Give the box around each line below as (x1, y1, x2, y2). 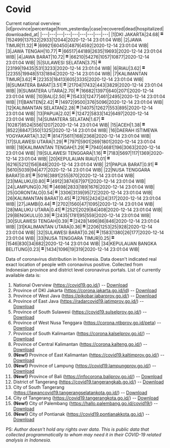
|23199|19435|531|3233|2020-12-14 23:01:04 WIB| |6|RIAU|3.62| (6, 65, 141, 71)
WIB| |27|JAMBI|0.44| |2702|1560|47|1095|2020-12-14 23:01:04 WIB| (6, 201, 155, 207)
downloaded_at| (6, 31, 39, 37)
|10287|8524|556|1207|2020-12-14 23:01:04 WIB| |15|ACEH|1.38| (6, 121, 142, 128)
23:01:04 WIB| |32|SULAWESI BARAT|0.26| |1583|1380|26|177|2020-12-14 (6, 229, 164, 235)
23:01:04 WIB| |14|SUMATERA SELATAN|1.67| (6, 116, 101, 122)
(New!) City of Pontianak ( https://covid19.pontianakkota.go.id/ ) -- (13, 411, 150, 417)
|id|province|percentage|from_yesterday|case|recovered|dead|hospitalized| (6, 25, 164, 31)
